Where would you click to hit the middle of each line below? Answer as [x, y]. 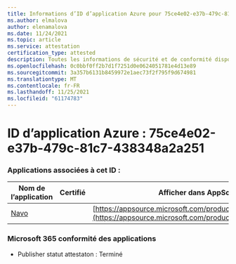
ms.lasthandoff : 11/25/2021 [48, 92]
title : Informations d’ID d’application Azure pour [84, 14]
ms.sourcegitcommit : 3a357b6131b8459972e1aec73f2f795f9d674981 [102, 72]
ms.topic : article [34, 40]
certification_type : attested [52, 53]
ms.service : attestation [44, 46]
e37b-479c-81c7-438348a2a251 [106, 148]
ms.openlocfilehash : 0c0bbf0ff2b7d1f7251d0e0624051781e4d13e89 [102, 66]
